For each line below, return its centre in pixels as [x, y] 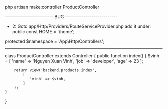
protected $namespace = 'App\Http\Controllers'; [55, 41]
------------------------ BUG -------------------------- [61, 17]
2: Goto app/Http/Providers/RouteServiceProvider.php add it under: [82, 26]
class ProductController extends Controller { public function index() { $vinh [82, 56]
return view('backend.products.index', [56, 70]
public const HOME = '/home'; [43, 32]
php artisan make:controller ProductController [52, 7]
